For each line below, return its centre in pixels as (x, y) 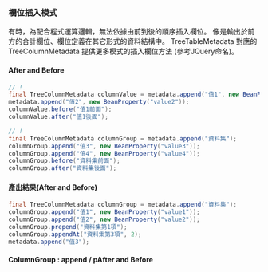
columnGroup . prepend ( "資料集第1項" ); (68, 227)
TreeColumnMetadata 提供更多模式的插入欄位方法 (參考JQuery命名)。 (124, 51)
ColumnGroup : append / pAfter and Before (81, 260)
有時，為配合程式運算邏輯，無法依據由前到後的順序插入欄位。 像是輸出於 (128, 32)
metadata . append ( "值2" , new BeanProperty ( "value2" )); (99, 102)
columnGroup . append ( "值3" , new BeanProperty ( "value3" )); (104, 146)
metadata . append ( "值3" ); (49, 242)
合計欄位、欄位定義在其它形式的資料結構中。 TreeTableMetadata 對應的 (140, 41)
